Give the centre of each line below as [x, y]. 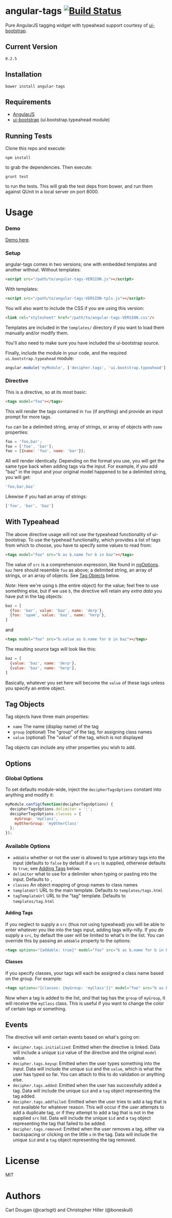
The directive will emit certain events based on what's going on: [73, 1037]
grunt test [17, 177]
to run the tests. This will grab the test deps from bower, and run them [79, 186]
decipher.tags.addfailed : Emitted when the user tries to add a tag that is [90, 1102]
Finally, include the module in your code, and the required [66, 353]
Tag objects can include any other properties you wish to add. [71, 747]
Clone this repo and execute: [36, 149]
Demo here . [18, 239]
